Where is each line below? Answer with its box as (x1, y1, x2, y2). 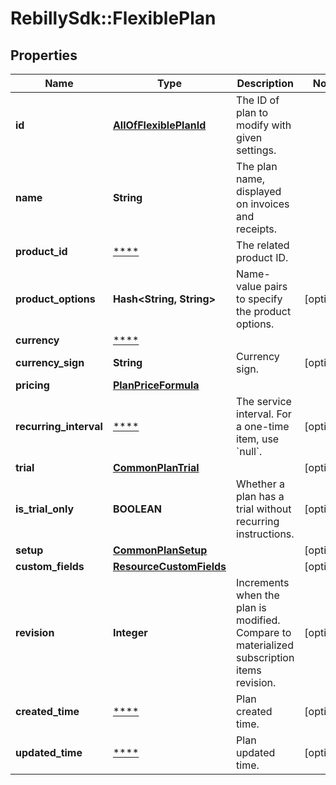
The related (236, 238, 290, 252)
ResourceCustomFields (112, 560, 227, 573)
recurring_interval (15, 420, 103, 433)
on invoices (236, 197, 290, 211)
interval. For (236, 407, 292, 421)
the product (236, 305, 292, 318)
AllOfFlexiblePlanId (112, 118, 207, 132)
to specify (236, 292, 283, 306)
